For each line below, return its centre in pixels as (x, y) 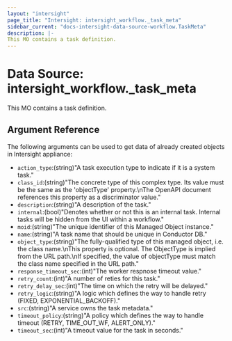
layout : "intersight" (39, 14)
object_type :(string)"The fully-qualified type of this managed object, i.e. (120, 241)
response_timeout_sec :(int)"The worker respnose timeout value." (109, 271)
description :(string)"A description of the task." (84, 204)
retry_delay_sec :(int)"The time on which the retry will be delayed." (113, 285)
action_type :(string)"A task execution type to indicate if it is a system (116, 167)
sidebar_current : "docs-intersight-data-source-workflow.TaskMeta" (107, 26)
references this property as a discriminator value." (89, 197)
